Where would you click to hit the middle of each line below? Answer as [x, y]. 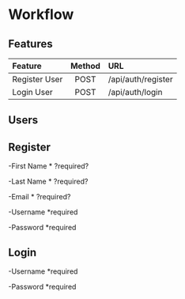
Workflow [41, 15]
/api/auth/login [135, 92]
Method [85, 66]
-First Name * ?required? [49, 166]
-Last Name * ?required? [48, 182]
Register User [38, 79]
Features [30, 44]
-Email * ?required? [40, 197]
